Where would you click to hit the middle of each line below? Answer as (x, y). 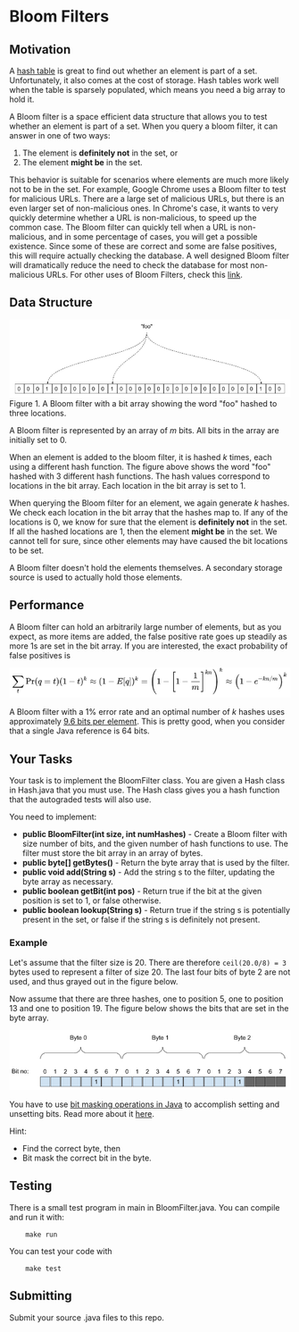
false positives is (40, 655)
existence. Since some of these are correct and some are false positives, (143, 246)
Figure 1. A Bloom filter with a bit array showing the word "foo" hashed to (143, 403)
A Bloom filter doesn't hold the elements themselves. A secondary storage (146, 567)
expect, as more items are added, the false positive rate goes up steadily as (148, 636)
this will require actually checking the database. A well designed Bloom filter (149, 256)
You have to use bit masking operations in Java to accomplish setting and (145, 1104)
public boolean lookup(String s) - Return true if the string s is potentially (156, 910)
